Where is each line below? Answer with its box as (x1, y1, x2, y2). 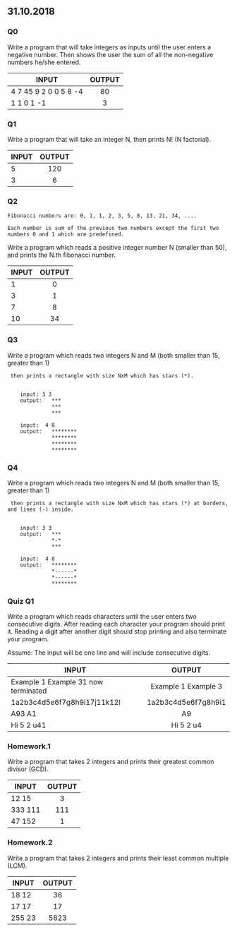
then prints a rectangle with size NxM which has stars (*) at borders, (10, 500, 229, 507)
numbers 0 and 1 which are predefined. (7, 231, 125, 238)
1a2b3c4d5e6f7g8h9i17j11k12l (11, 698, 121, 708)
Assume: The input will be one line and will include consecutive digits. (7, 648, 210, 657)
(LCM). (7, 861, 28, 870)
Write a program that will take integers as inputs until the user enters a (7, 42, 212, 52)
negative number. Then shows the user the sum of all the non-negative (7, 50, 214, 59)
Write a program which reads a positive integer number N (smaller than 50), (7, 243, 227, 252)
